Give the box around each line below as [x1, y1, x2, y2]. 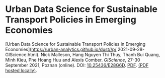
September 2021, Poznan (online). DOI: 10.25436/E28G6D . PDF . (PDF [5, 62, 149, 68]
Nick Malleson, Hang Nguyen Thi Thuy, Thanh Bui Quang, [40, 51, 160, 58]
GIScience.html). [5, 51, 40, 58]
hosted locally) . [5, 67, 37, 73]
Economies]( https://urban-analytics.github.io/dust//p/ [5, 46, 117, 52]
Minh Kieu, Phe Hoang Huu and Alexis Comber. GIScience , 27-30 [5, 57, 140, 63]
